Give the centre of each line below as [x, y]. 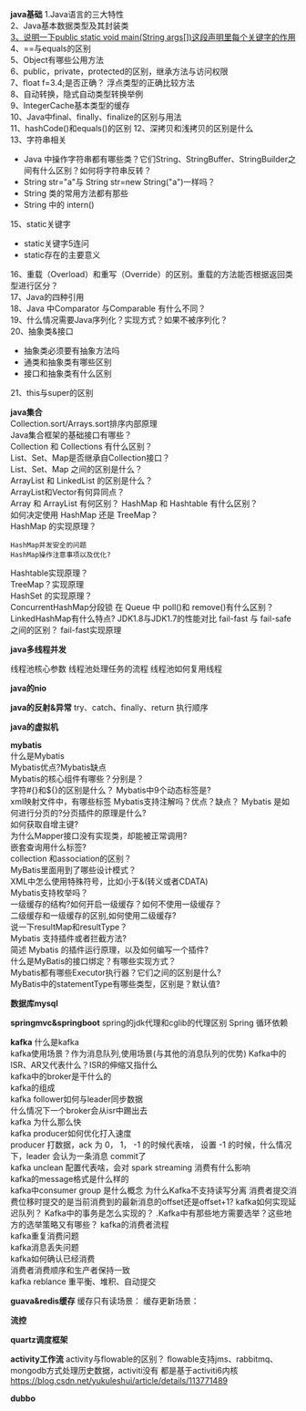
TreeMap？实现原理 [47, 584]
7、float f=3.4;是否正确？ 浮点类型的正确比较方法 [102, 83]
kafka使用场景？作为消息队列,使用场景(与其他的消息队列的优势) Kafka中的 [148, 1053]
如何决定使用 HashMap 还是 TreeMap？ [84, 515]
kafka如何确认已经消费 [53, 1259]
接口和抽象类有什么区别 [67, 373]
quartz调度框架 [39, 1339]
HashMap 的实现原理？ [53, 526]
